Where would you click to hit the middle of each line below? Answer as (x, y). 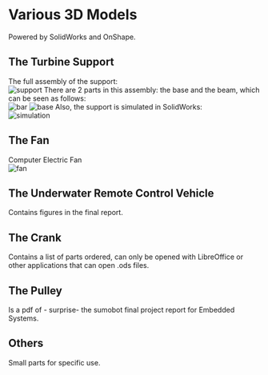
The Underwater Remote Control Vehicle (111, 193)
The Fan (29, 140)
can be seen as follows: (47, 98)
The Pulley (35, 291)
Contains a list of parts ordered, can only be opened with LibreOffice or (126, 257)
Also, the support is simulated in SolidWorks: (128, 106)
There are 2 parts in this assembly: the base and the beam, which (152, 90)
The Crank (35, 237)
